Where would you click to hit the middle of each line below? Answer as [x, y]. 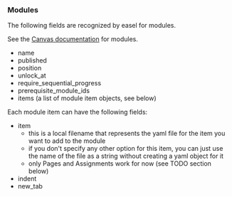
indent [27, 179]
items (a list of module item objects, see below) [87, 98]
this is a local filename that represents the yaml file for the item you [127, 134]
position [30, 68]
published [32, 60]
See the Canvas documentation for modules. [73, 39]
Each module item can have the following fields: [78, 112]
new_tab [30, 186]
